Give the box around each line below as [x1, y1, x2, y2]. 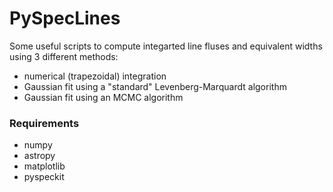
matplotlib [23, 160, 66, 172]
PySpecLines [9, 7, 121, 30]
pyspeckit [23, 171, 65, 183]
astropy [23, 150, 56, 162]
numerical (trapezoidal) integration [23, 70, 167, 82]
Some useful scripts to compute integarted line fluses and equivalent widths [9, 40, 323, 52]
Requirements [9, 116, 80, 130]
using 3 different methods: [9, 50, 119, 62]
